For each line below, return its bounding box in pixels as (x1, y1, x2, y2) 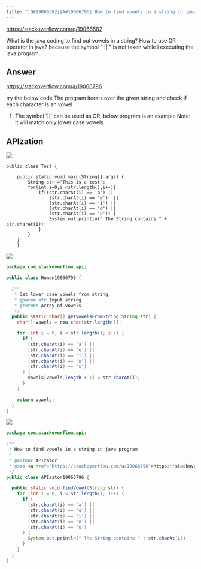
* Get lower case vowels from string (14, 291, 109, 297)
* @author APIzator (8, 457, 58, 463)
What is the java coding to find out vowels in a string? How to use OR (6, 37, 176, 44)
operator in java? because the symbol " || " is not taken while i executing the (6, 43, 194, 50)
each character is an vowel (6, 101, 73, 108)
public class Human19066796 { (6, 275, 82, 281)
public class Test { (6, 163, 58, 170)
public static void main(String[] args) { (17, 174, 124, 180)
